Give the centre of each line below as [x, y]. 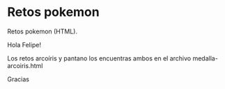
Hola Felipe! [24, 44]
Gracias [18, 79]
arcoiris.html [25, 65]
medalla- [205, 58]
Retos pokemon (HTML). [42, 31]
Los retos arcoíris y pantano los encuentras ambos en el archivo [99, 58]
